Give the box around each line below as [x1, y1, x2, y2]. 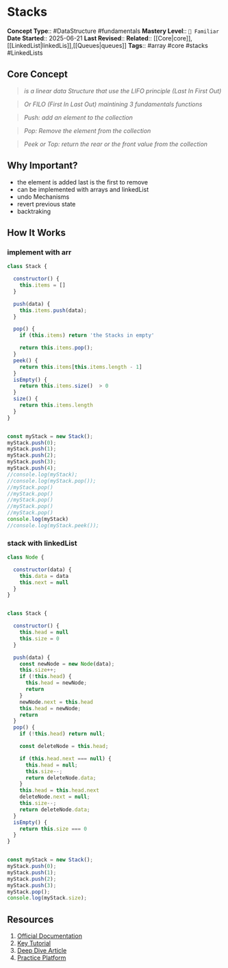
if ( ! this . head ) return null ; [19, 731, 106, 738]
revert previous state [16, 199, 76, 208]
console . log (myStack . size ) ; [7, 895, 88, 902]
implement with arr [7, 247, 72, 257]
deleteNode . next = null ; [19, 793, 90, 801]
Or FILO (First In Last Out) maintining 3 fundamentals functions [23, 100, 203, 108]
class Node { [7, 554, 45, 561]
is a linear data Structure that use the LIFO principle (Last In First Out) [23, 86, 222, 95]
